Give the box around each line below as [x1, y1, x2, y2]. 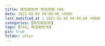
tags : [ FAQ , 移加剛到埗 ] [5, 25, 52, 30]
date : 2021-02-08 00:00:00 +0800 [5, 11, 73, 16]
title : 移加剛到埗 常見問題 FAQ [5, 7, 64, 12]
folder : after [5, 34, 34, 39]
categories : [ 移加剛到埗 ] [5, 20, 54, 25]
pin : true [5, 29, 25, 34]
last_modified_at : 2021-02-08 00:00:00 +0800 [5, 16, 101, 21]
